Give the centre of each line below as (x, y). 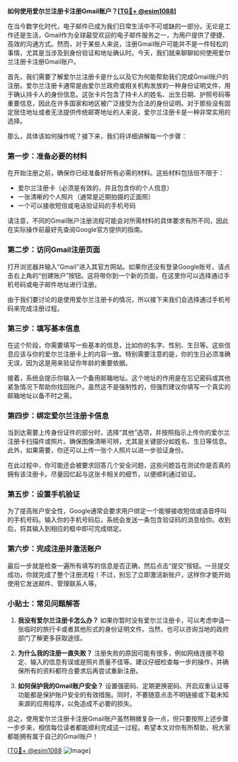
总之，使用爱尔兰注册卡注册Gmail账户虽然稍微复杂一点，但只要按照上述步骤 (118, 719)
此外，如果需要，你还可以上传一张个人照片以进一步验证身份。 (97, 450)
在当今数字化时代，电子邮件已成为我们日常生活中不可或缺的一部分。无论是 (116, 26)
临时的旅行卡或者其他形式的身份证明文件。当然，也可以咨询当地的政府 (126, 629)
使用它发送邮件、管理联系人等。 (54, 583)
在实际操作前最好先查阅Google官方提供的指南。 (77, 230)
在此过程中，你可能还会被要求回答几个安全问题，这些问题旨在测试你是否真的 (119, 465)
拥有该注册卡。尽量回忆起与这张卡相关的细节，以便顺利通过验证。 (103, 474)
